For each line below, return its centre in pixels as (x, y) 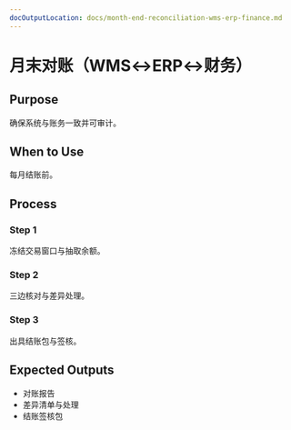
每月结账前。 (33, 175)
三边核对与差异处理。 (49, 295)
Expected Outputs (62, 370)
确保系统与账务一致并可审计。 (65, 123)
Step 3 (24, 320)
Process (33, 204)
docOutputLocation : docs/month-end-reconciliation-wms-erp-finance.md (146, 18)
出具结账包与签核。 (45, 341)
